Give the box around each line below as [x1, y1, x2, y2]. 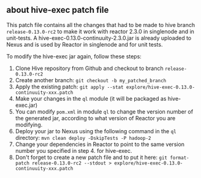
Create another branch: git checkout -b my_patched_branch [15, 76, 167, 83]
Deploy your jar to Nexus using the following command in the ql [15, 127, 176, 134]
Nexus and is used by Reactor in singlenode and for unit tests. [6, 41, 163, 48]
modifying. [15, 121, 43, 128]
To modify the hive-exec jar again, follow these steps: [6, 52, 142, 60]
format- [169, 155, 189, 161]
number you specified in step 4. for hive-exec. [15, 147, 132, 154]
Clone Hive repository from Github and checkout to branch [15, 64, 164, 72]
